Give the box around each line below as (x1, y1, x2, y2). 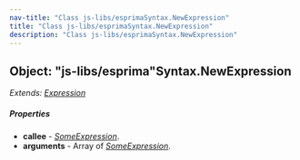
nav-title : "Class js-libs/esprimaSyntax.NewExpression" (9, 13, 230, 23)
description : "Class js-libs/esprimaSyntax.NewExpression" (9, 30, 238, 39)
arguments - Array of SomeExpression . (22, 141, 171, 152)
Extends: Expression (9, 88, 86, 99)
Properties (9, 108, 51, 118)
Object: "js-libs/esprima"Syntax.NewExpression (9, 63, 293, 79)
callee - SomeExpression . (22, 131, 120, 142)
